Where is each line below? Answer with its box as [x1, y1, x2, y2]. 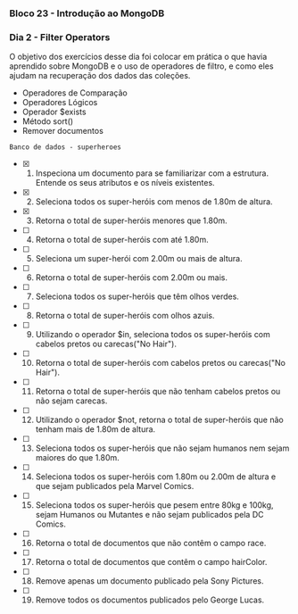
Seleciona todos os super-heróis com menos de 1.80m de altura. [35, 196, 274, 207]
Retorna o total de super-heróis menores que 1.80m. [35, 215, 228, 226]
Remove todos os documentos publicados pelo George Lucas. [35, 594, 265, 605]
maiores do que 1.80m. [35, 452, 120, 463]
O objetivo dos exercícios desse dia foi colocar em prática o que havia [9, 52, 268, 62]
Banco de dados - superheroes [9, 143, 122, 152]
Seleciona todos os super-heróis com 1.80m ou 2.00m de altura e [35, 471, 277, 482]
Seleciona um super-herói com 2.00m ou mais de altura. [35, 253, 243, 264]
